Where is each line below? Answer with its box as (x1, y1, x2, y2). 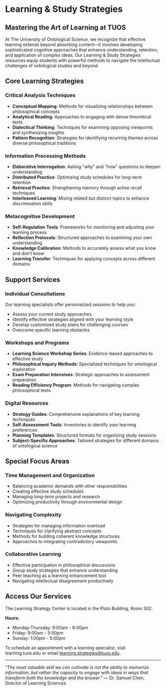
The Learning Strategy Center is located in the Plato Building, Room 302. (5, 605, 153, 611)
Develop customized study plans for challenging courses (12, 321, 128, 328)
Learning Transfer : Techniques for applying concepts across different (12, 256, 156, 262)
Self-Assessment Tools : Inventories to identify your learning (12, 421, 136, 427)
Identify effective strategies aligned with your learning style (12, 316, 133, 322)
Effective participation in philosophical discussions (12, 562, 116, 568)
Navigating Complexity (5, 512, 62, 518)
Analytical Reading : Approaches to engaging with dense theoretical (12, 114, 152, 119)
